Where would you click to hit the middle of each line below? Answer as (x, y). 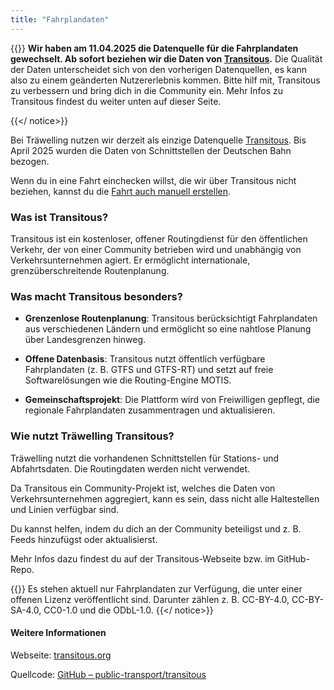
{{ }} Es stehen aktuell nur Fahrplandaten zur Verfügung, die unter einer (156, 588)
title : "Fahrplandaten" (60, 19)
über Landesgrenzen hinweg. (85, 340)
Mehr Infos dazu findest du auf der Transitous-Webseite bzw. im (142, 558)
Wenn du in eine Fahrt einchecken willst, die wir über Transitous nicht (153, 180)
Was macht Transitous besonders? (96, 296)
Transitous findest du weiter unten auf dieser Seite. (116, 101)
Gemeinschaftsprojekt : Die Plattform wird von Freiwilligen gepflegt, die (172, 400)
